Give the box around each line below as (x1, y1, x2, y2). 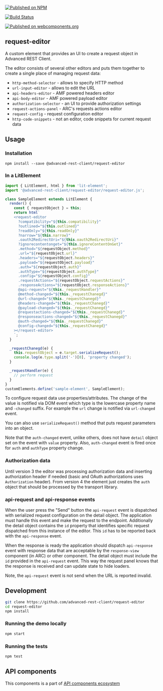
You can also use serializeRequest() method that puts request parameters (5, 420, 156, 426)
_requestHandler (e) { (9, 368, 54, 373)
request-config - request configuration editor (12, 111, 104, 116)
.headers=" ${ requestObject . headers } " (18, 255, 95, 260)
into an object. (5, 425, 34, 431)
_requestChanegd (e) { (9, 346, 54, 351)
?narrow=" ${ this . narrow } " (18, 233, 71, 238)
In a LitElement (5, 172, 41, 179)
